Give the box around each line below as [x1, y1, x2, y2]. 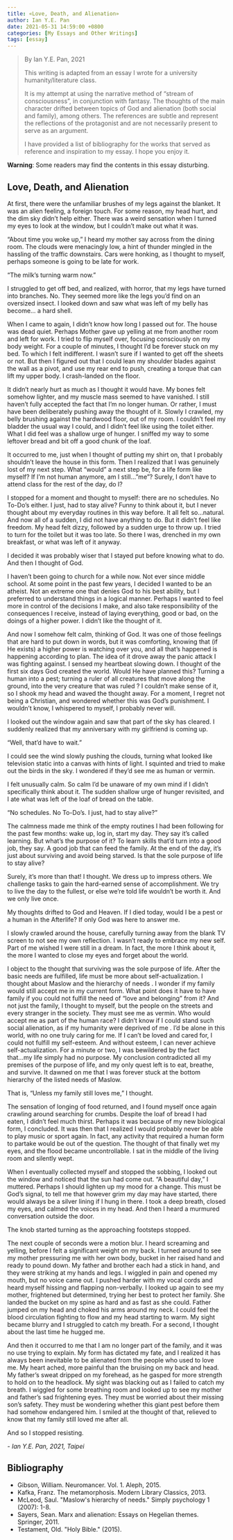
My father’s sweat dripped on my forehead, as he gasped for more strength [7, 1370, 223, 1379]
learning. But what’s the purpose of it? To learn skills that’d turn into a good [7, 836, 222, 845]
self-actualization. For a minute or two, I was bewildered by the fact [7, 1045, 200, 1054]
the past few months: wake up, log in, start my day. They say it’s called [7, 829, 209, 837]
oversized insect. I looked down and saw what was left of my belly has [7, 299, 209, 307]
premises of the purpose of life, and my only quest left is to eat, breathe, [7, 1061, 214, 1069]
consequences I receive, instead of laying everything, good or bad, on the [7, 609, 218, 617]
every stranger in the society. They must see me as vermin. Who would [7, 1008, 211, 1017]
